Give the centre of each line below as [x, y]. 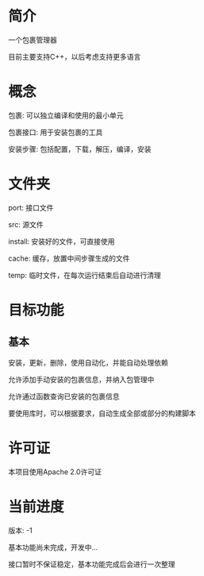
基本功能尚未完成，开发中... [53, 547]
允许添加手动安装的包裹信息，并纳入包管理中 [81, 379]
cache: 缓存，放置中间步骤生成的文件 [69, 258]
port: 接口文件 [31, 207]
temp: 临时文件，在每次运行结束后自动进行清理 [85, 275]
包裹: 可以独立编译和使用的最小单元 [66, 115]
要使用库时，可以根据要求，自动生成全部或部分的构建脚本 [102, 413]
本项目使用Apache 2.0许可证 [55, 472]
